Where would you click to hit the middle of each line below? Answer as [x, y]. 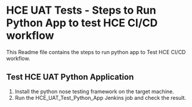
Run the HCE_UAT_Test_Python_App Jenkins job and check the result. [100, 97]
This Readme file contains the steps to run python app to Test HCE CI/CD [96, 52]
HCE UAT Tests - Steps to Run [81, 10]
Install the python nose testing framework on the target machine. [94, 91]
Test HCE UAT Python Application [70, 77]
